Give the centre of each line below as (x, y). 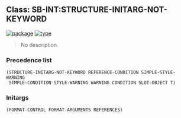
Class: (18, 10)
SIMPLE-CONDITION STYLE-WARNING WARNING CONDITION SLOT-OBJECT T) (92, 83)
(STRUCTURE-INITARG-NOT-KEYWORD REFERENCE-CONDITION (72, 73)
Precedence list (29, 60)
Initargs (17, 98)
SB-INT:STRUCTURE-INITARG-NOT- (99, 10)
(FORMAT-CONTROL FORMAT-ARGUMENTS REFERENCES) (64, 110)
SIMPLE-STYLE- (159, 73)
